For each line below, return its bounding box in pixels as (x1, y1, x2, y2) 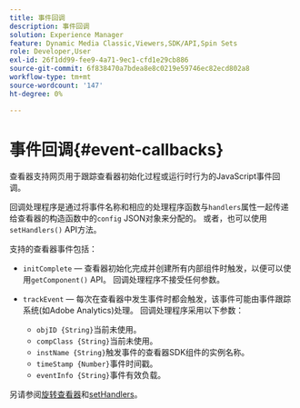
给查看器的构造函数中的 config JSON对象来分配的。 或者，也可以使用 (9, 213, 268, 224)
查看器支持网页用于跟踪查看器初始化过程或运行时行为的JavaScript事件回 (9, 171, 281, 182)
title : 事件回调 (9, 13, 65, 23)
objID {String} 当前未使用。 (35, 324, 142, 335)
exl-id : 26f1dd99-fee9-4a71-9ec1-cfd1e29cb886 (9, 55, 189, 65)
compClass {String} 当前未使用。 (35, 335, 158, 346)
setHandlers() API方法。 (9, 224, 102, 235)
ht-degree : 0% (9, 89, 64, 98)
